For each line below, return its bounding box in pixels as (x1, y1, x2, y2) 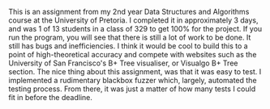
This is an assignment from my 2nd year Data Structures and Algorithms (8, 7, 250, 16)
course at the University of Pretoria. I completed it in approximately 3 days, (8, 15, 259, 25)
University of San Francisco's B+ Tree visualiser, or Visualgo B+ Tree (8, 58, 238, 68)
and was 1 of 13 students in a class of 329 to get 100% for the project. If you (8, 24, 263, 33)
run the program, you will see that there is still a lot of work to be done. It (8, 32, 251, 42)
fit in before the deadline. (8, 93, 93, 102)
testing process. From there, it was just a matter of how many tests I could (8, 84, 256, 94)
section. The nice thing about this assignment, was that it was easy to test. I (8, 67, 262, 76)
